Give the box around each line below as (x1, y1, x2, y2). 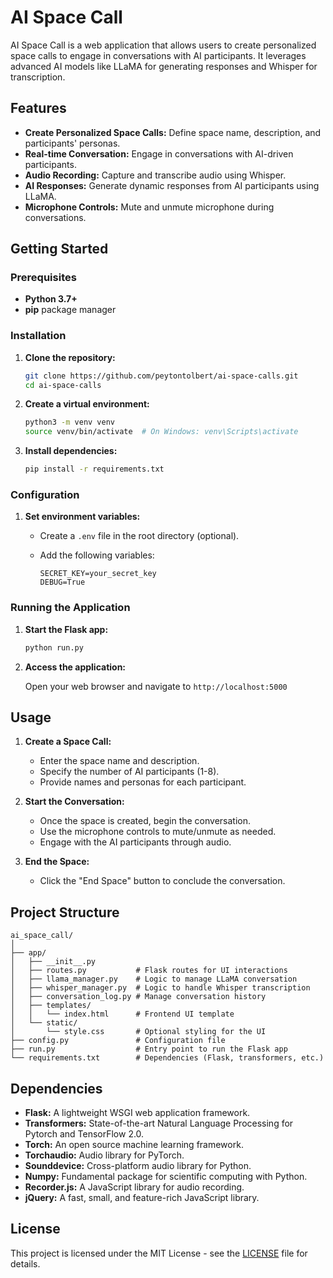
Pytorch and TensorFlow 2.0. (24, 1128, 145, 1140)
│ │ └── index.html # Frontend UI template (10, 1009, 235, 1020)
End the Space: (24, 856, 90, 868)
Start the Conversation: (24, 796, 125, 808)
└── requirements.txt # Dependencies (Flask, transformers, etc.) (10, 1053, 325, 1063)
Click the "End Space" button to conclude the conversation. (39, 875, 286, 887)
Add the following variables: (39, 549, 155, 561)
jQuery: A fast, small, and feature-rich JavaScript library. (24, 1192, 260, 1204)
